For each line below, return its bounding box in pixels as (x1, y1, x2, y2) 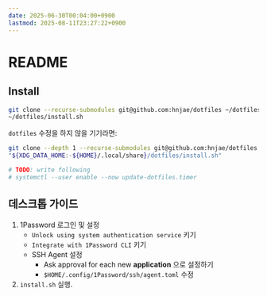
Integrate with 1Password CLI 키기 (31, 240, 147, 249)
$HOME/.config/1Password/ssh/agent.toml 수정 (43, 269, 195, 279)
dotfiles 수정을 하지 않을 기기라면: (8, 129, 118, 138)
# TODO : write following (8, 166, 91, 174)
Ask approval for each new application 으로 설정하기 (43, 259, 214, 269)
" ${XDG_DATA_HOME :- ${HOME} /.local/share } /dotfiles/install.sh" (8, 152, 222, 160)
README (8, 53, 68, 71)
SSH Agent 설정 (31, 249, 83, 259)
